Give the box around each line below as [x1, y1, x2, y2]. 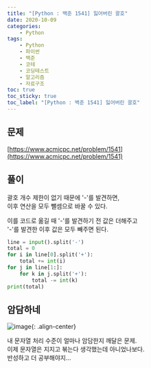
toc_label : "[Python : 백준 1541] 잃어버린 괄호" [7, 99, 141, 106]
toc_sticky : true [7, 93, 57, 100]
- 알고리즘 [19, 73, 45, 81]
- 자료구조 [19, 80, 45, 87]
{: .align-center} [31, 323, 77, 331]
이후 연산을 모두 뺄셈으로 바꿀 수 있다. [7, 201, 108, 210]
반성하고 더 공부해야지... [7, 354, 71, 362]
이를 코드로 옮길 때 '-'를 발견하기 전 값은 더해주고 [7, 217, 138, 225]
